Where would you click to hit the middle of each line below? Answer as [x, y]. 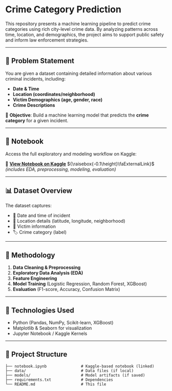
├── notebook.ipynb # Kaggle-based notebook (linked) [80, 366]
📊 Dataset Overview [39, 191]
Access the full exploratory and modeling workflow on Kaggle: [71, 154]
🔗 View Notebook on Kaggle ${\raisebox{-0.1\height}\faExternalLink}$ [80, 164]
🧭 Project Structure [36, 354]
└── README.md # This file [56, 384]
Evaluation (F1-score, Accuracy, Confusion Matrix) [66, 289]
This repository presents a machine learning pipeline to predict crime [78, 24]
